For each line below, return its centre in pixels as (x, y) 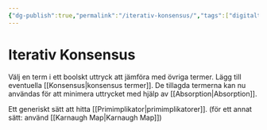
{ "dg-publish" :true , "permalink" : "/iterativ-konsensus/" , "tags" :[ (118, 15)
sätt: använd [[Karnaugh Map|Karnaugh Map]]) (85, 117)
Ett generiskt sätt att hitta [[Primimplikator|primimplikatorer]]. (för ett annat (130, 109)
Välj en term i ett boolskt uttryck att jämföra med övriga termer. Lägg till (125, 77)
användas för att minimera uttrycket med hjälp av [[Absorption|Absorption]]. (133, 94)
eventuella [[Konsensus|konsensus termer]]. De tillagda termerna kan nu (127, 85)
